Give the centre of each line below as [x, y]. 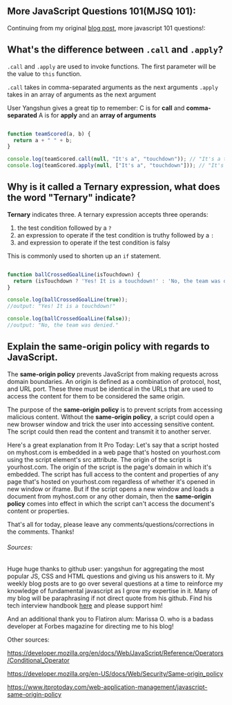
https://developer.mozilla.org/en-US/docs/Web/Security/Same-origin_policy [115, 673]
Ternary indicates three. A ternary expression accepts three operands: [108, 214]
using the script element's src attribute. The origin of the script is [99, 459]
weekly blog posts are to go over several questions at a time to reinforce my [115, 583]
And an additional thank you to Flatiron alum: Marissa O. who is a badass [110, 619]
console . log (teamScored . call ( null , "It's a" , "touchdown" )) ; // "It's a [114, 159]
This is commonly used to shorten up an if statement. [84, 255]
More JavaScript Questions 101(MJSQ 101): [101, 11]
